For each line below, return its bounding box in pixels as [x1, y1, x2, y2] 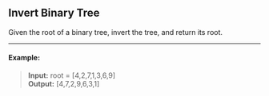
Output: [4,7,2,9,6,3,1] [27, 79, 100, 89]
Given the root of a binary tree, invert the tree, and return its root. [8, 27, 223, 36]
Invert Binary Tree [8, 6, 100, 20]
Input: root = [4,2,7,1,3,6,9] [27, 71, 116, 80]
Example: [8, 53, 41, 63]
